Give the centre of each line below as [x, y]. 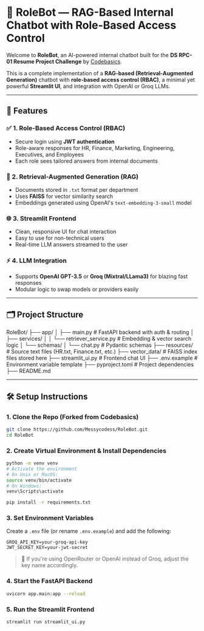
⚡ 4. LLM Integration [36, 261]
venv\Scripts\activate [35, 491]
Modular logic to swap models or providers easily [77, 289]
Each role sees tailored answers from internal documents [86, 161]
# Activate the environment [42, 469]
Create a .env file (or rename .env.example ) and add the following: [89, 531]
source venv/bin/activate [39, 480]
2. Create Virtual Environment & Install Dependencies [87, 451]
